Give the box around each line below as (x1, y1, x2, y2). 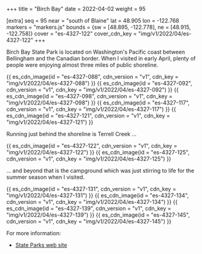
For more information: (6, 230, 61, 237)
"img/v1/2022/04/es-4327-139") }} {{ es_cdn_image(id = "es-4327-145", (6, 211, 190, 219)
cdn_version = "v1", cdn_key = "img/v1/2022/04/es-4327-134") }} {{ (6, 198, 178, 205)
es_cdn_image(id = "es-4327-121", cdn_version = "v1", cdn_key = (6, 112, 170, 119)
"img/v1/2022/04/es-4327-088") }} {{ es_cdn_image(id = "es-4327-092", (6, 79, 193, 87)
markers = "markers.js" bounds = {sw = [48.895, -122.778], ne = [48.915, (6, 24, 191, 31)
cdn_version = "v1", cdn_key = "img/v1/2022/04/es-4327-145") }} (6, 218, 172, 225)
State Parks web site (15, 241, 67, 249)
